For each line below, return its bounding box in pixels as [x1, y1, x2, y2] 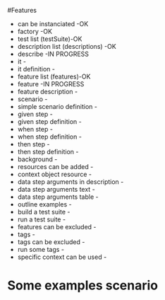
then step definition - [17, 148, 79, 156]
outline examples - [17, 200, 72, 208]
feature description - [17, 88, 78, 96]
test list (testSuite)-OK [17, 35, 82, 43]
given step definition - [17, 117, 82, 126]
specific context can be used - [17, 253, 107, 261]
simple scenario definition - [17, 103, 97, 110]
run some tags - [17, 246, 65, 253]
